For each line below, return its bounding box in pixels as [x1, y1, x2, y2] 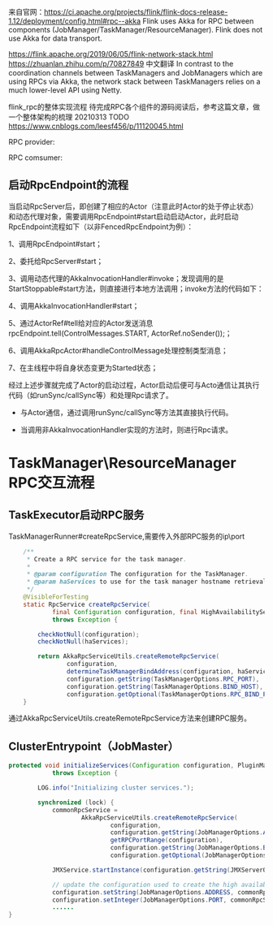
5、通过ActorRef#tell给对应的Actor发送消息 [8, 318, 154, 327]
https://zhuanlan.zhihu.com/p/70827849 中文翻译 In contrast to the [8, 59, 234, 68]
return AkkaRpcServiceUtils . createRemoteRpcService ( [37, 652, 220, 660]
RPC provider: [8, 137, 55, 146]
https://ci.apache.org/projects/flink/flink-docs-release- [44, 7, 228, 16]
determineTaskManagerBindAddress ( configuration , [66, 668, 234, 676]
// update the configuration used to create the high [51, 881, 238, 889]
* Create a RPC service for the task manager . [26, 555, 187, 563]
